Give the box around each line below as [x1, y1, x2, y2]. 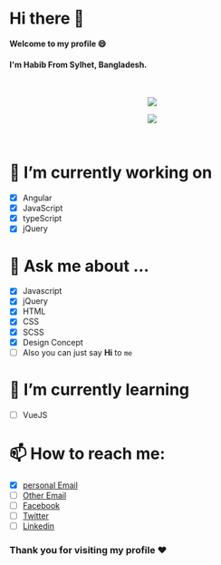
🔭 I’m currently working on [9, 162, 213, 183]
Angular [22, 192, 53, 203]
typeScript [22, 213, 62, 224]
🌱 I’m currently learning [9, 379, 190, 400]
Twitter [22, 510, 50, 521]
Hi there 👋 [9, 8, 84, 29]
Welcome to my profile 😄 [9, 38, 107, 49]
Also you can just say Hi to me [22, 346, 133, 357]
